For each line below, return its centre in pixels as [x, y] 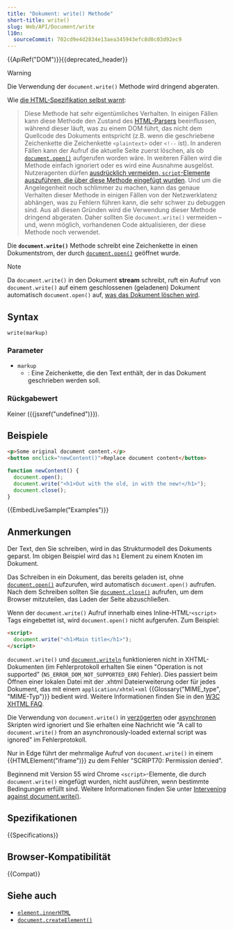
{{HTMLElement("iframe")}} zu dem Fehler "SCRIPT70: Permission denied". [115, 760]
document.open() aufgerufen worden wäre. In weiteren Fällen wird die [123, 158]
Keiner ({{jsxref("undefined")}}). [53, 414]
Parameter [25, 350]
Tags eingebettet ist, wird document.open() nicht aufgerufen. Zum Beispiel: [113, 620]
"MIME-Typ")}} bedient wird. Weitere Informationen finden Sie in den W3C [114, 696]
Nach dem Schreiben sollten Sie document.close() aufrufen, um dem [105, 592]
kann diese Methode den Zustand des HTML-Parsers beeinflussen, [120, 121]
